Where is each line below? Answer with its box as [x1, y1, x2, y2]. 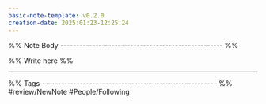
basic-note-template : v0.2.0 [8, 11, 104, 20]
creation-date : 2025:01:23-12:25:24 [8, 19, 129, 27]
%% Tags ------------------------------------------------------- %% [8, 78, 233, 87]
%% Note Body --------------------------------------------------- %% [8, 40, 239, 50]
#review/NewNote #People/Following [8, 87, 131, 96]
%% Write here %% [8, 56, 74, 65]
